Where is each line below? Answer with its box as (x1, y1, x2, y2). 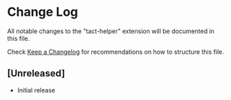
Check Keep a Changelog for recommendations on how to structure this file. (7, 48, 225, 56)
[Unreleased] (7, 68, 66, 79)
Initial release (17, 86, 55, 94)
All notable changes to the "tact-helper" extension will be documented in (7, 27, 214, 35)
